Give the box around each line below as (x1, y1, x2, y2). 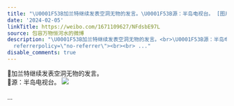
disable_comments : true (7, 50, 77, 56)
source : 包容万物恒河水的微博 (7, 29, 85, 37)
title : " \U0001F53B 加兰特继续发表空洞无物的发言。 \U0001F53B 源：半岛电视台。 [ (7, 10, 221, 17)
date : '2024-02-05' (7, 17, 64, 24)
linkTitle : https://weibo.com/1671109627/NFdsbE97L (7, 23, 160, 30)
